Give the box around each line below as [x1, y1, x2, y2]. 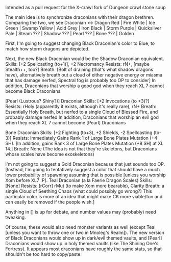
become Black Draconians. [5, 88, 62, 94]
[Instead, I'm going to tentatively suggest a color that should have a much [5, 167, 160, 172]
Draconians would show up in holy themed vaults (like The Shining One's [5, 241, 159, 246]
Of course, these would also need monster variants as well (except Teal [5, 224, 156, 230]
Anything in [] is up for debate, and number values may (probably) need [5, 209, 157, 215]
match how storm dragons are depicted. [5, 46, 90, 51]
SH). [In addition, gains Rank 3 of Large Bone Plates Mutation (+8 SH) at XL [5, 140, 164, 146]
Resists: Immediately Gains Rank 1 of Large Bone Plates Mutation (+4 [12, 135, 157, 141]
